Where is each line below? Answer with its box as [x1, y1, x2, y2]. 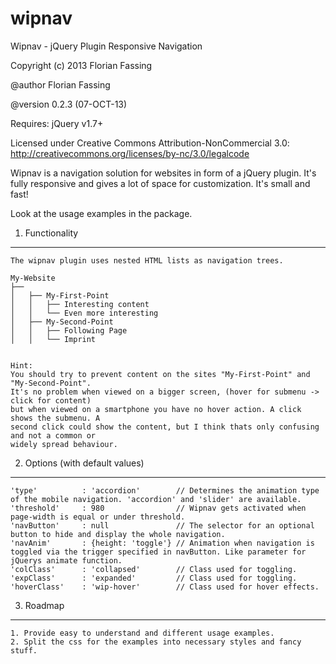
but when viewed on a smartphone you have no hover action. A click [10, 404, 302, 414]
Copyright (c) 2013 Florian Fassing [10, 59, 153, 71]
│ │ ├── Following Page [10, 325, 128, 336]
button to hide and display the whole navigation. [10, 529, 226, 539]
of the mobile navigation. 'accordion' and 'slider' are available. [10, 494, 302, 504]
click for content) [10, 395, 92, 406]
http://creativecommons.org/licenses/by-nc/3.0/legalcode [10, 147, 250, 159]
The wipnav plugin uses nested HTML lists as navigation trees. [10, 255, 284, 266]
